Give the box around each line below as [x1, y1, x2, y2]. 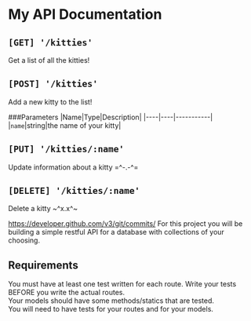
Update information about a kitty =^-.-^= [8, 162, 139, 172]
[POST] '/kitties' [8, 78, 98, 89]
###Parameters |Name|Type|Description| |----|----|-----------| [8, 112, 213, 122]
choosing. [8, 235, 41, 245]
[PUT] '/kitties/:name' [8, 144, 125, 155]
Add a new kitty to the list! [8, 97, 93, 107]
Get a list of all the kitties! [8, 56, 90, 64]
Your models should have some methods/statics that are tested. [8, 296, 214, 305]
